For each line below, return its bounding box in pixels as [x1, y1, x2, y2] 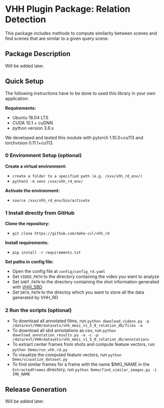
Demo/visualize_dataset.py [12, 357, 68, 362]
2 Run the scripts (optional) [5, 307, 72, 314]
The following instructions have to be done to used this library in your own [5, 90, 156, 96]
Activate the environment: [5, 187, 60, 193]
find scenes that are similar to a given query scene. [5, 35, 109, 41]
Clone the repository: [5, 221, 50, 227]
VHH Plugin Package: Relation [5, 3, 131, 15]
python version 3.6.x [12, 125, 54, 131]
